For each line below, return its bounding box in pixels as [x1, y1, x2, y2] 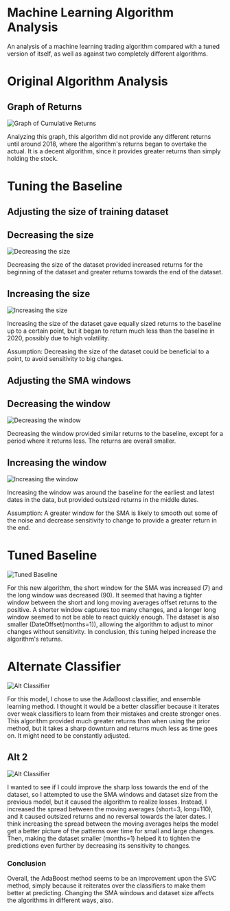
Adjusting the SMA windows [7, 375, 131, 386]
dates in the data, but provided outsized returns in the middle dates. [7, 496, 199, 504]
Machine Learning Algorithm [7, 5, 174, 21]
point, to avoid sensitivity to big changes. [7, 355, 124, 363]
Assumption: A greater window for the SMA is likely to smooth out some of [7, 509, 218, 517]
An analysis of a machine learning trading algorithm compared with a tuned [7, 42, 220, 50]
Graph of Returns [7, 101, 82, 113]
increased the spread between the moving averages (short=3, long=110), [7, 804, 213, 813]
